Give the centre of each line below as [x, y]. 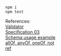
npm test [14, 12]
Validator [15, 26]
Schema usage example [30, 37]
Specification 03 [22, 32]
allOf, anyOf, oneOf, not [30, 43]
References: [18, 21]
